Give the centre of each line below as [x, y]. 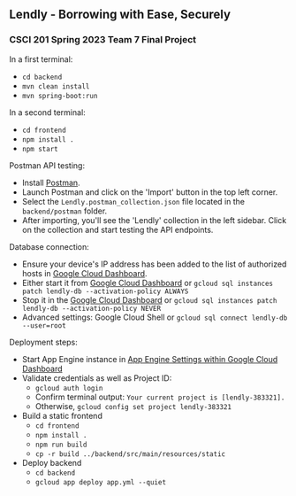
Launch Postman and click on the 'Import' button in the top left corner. [150, 192]
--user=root [44, 325]
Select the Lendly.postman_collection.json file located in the [133, 201]
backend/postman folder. [65, 211]
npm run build [61, 445]
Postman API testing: [47, 165]
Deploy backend [52, 462]
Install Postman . [51, 182]
